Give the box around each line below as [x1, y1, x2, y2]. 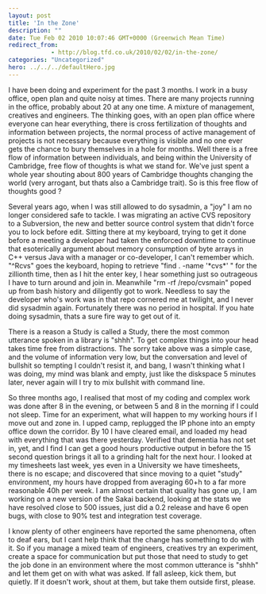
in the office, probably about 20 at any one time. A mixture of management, [8, 102, 255, 111]
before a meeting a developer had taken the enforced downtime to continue [8, 235, 256, 245]
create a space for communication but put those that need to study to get [8, 551, 249, 561]
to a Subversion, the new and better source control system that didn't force [8, 218, 254, 228]
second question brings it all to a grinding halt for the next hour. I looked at [8, 452, 253, 461]
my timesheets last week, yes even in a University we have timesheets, [8, 460, 241, 469]
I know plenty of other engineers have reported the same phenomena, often [8, 526, 256, 536]
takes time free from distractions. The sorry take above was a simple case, [8, 343, 253, 353]
